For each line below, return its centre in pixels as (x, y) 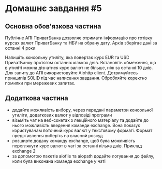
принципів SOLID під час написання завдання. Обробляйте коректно (76, 78)
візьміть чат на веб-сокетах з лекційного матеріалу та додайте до (80, 120)
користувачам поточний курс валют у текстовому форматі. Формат (82, 130)
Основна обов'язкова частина (53, 26)
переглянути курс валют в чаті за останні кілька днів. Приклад (77, 146)
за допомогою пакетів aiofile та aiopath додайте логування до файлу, (83, 156)
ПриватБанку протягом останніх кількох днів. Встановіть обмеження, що (81, 63)
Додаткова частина (37, 98)
